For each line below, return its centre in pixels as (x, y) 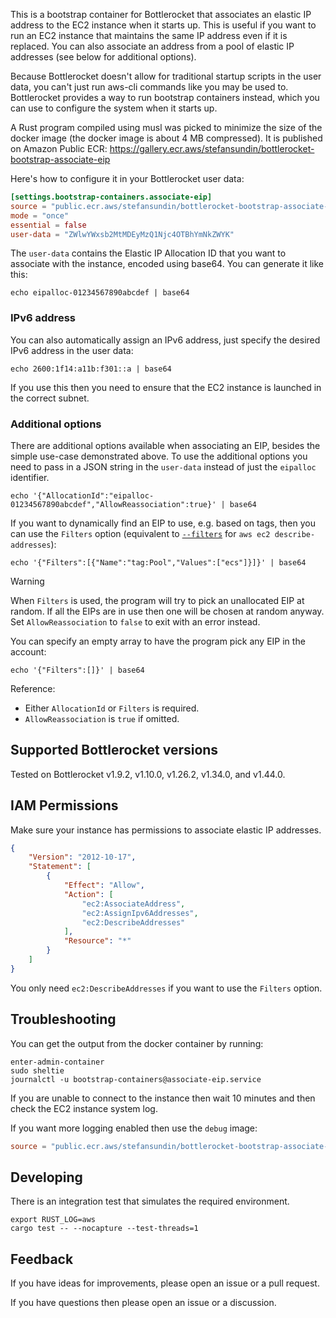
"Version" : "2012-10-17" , (82, 857)
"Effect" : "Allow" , (104, 885)
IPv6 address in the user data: (72, 350)
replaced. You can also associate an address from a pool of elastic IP (152, 46)
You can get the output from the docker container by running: (137, 1043)
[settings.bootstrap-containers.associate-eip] (111, 197)
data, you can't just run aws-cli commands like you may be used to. (149, 87)
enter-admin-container (57, 1062)
